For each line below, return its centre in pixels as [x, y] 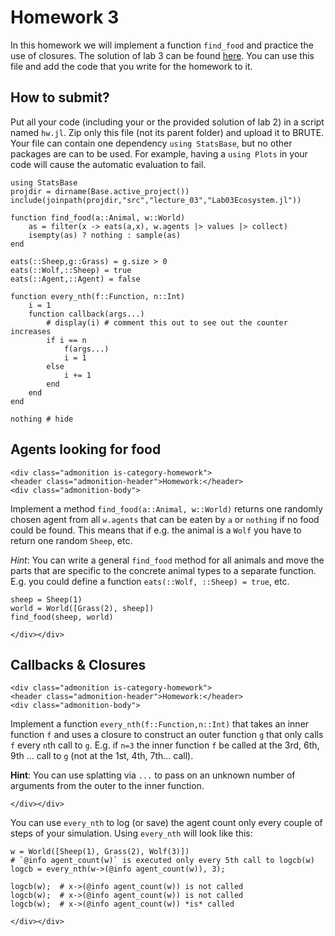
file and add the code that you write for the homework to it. [131, 66]
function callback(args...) [86, 314]
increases [31, 331]
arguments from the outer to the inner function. [107, 786]
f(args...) [86, 349]
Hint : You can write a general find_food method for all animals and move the [167, 560]
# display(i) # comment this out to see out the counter [167, 322]
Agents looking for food [86, 449]
